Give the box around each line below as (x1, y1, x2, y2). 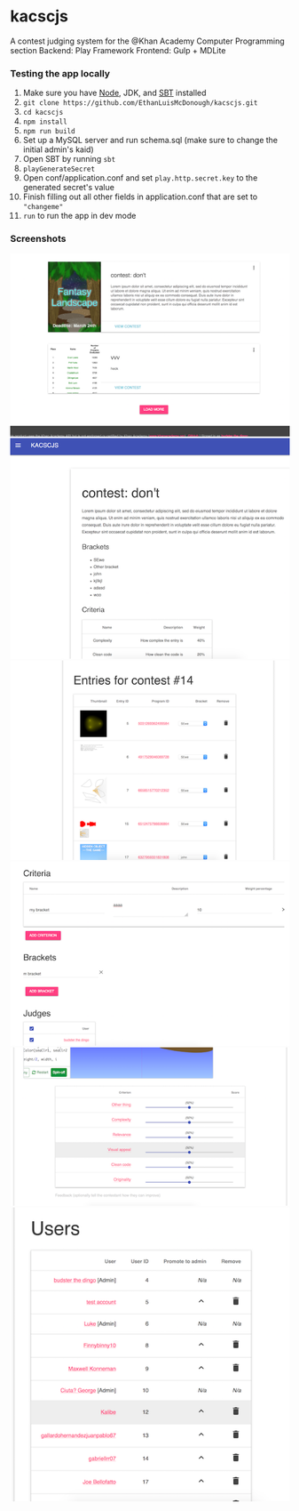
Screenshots (10, 233, 67, 245)
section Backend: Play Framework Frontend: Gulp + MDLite (10, 44, 226, 55)
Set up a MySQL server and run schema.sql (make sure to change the (22, 135, 279, 146)
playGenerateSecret (22, 165, 96, 174)
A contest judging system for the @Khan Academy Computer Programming (10, 36, 285, 46)
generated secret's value (22, 182, 114, 193)
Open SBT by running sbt (22, 154, 116, 165)
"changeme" (22, 203, 64, 212)
